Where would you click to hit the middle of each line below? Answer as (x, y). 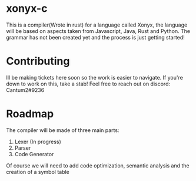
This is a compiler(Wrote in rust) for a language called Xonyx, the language (97, 25)
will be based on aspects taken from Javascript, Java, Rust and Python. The (98, 31)
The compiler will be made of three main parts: (63, 130)
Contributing (38, 61)
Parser (23, 148)
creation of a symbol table (38, 172)
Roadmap (30, 114)
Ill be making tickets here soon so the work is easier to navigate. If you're (95, 77)
